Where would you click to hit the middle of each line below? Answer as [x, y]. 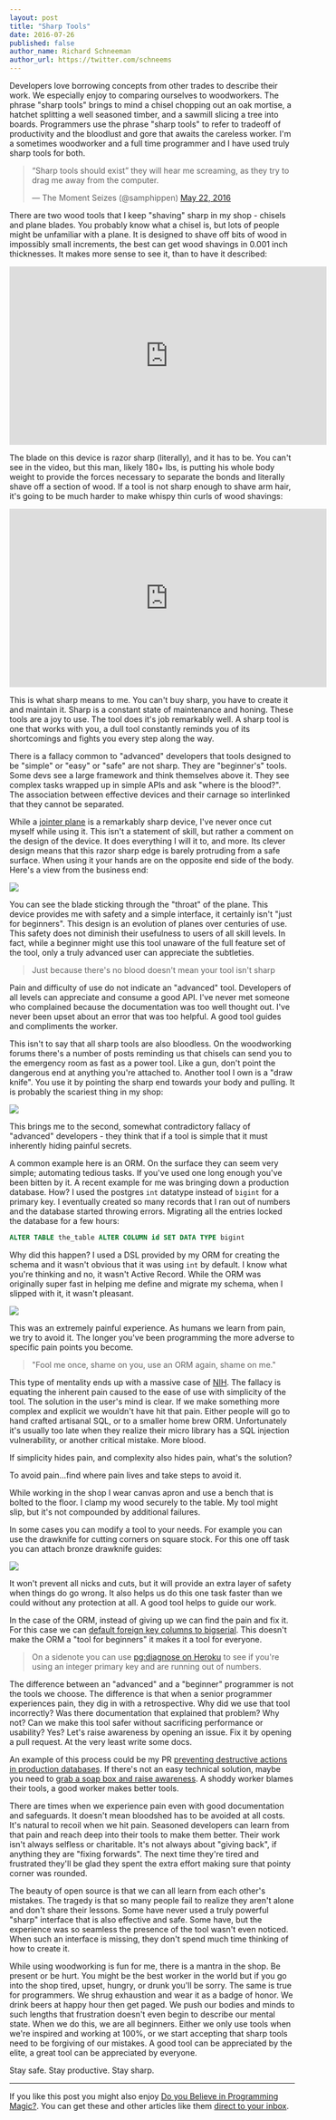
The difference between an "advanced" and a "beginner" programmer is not [152, 1684]
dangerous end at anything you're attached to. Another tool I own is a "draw [151, 1073]
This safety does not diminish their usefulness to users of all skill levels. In [148, 933]
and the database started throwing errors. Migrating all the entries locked [146, 1211]
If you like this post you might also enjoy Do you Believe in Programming [144, 2096]
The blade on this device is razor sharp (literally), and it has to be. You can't [150, 458]
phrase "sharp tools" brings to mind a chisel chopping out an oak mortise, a [150, 105]
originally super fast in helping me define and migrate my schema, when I [146, 1284]
